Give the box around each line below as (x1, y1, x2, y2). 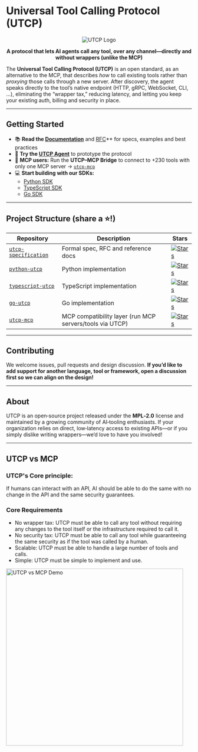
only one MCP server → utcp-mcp (14, 162, 95, 169)
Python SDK (23, 178, 53, 185)
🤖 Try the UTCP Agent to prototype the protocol (14, 150, 132, 157)
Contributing (6, 345, 54, 355)
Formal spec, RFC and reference (61, 244, 151, 252)
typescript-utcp (9, 282, 55, 289)
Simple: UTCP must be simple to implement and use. (14, 557, 143, 564)
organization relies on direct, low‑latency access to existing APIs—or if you (6, 425, 187, 432)
